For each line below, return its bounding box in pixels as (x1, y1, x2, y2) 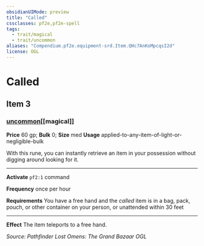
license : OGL (6, 49, 39, 55)
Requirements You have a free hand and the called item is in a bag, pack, (6, 197, 191, 204)
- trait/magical (12, 32, 53, 38)
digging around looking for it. (6, 156, 79, 163)
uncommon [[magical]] (6, 117, 75, 125)
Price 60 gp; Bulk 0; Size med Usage (6, 131, 100, 138)
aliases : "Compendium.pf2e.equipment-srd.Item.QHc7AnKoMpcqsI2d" (6, 43, 175, 49)
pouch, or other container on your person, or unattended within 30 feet (6, 203, 184, 211)
